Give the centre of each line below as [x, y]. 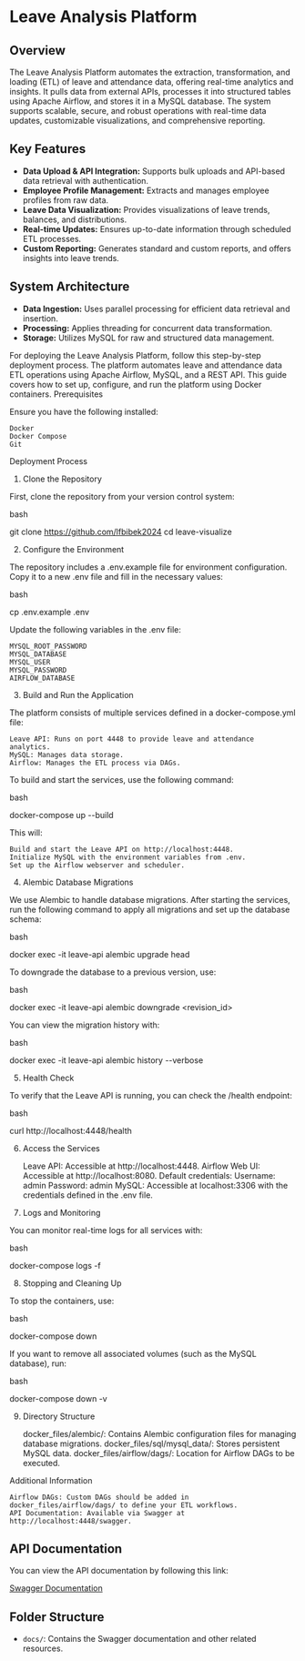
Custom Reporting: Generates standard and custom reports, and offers [157, 248]
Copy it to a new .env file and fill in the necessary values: [116, 576]
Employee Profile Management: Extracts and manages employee [146, 190]
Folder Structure [57, 1617]
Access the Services [61, 1148]
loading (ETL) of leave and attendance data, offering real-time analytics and [152, 82]
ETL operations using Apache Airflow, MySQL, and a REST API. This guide [148, 374]
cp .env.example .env [49, 612]
